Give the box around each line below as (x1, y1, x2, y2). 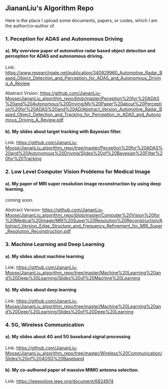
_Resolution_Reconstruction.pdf (5, 228, 71, 235)
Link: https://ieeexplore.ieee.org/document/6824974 (5, 378, 114, 384)
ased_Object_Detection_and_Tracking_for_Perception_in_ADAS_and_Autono (5, 111, 161, 117)
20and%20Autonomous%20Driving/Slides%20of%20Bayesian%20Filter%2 (5, 150, 163, 157)
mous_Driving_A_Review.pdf (5, 117, 64, 123)
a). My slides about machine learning (5, 253, 84, 259)
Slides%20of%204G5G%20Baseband (5, 355, 84, 361)
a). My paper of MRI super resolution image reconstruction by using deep (5, 181, 161, 187)
